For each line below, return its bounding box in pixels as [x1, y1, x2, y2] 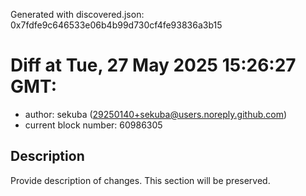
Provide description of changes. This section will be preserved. [10, 174, 271, 186]
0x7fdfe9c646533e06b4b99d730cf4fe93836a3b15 [10, 19, 223, 31]
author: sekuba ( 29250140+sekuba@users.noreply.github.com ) [24, 108, 288, 120]
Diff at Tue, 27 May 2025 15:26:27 [10, 54, 297, 77]
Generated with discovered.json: [10, 9, 145, 20]
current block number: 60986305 [24, 119, 163, 131]
